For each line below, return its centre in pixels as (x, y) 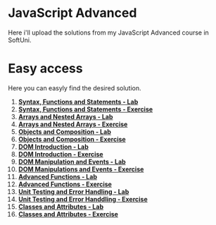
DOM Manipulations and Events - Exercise (81, 169)
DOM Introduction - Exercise (61, 154)
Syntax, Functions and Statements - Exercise (85, 109)
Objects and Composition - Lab (64, 131)
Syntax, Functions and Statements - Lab (78, 102)
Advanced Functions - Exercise (65, 184)
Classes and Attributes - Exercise (68, 214)
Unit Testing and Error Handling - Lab (74, 191)
